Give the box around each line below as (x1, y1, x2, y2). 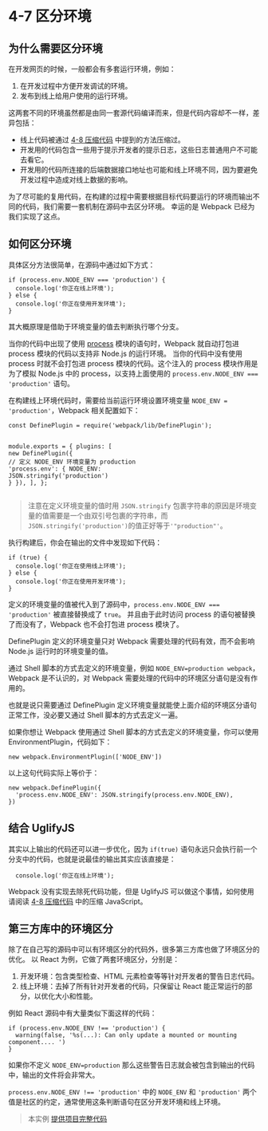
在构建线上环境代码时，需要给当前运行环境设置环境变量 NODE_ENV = (8, 396, 228, 405)
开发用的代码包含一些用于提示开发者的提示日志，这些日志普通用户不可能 (19, 145, 258, 154)
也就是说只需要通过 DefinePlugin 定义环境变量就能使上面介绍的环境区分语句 (8, 699, 258, 710)
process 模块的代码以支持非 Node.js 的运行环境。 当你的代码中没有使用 (8, 349, 243, 358)
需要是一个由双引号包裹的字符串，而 (49, 510, 168, 520)
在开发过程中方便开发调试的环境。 (19, 81, 132, 90)
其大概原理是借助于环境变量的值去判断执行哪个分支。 (8, 321, 183, 331)
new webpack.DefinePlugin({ (8, 783, 102, 792)
